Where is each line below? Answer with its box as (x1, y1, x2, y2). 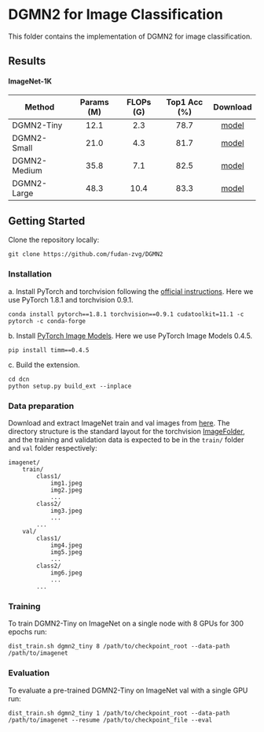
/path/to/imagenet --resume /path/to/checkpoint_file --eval (8, 715, 213, 724)
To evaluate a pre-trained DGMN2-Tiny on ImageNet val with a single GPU (8, 686, 248, 695)
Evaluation (8, 667, 49, 678)
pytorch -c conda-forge (8, 317, 86, 325)
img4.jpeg (49, 541, 82, 549)
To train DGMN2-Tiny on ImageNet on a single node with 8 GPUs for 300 (8, 619, 244, 628)
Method (24, 101, 55, 112)
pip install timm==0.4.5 (8, 346, 90, 354)
